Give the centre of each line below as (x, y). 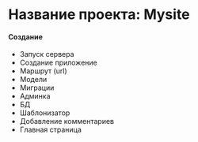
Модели (33, 80)
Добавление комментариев (67, 121)
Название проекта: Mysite (99, 15)
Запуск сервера (47, 54)
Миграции (37, 88)
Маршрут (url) (43, 71)
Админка (35, 96)
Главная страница (50, 130)
